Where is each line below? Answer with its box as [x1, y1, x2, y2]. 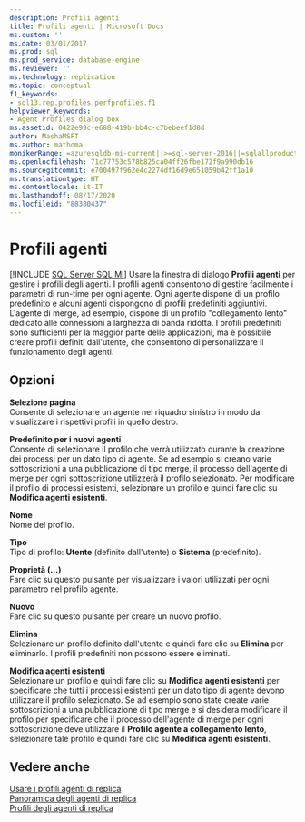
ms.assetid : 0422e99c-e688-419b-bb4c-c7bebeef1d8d [9, 124, 205, 133]
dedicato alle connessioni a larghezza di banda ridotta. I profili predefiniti [9, 317, 282, 328]
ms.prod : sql [9, 47, 59, 56]
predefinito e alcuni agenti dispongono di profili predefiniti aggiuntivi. [9, 298, 268, 309]
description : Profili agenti [9, 13, 120, 23]
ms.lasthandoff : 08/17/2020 [9, 191, 116, 200]
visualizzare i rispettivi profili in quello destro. [9, 416, 179, 427]
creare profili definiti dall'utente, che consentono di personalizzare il [9, 336, 264, 347]
